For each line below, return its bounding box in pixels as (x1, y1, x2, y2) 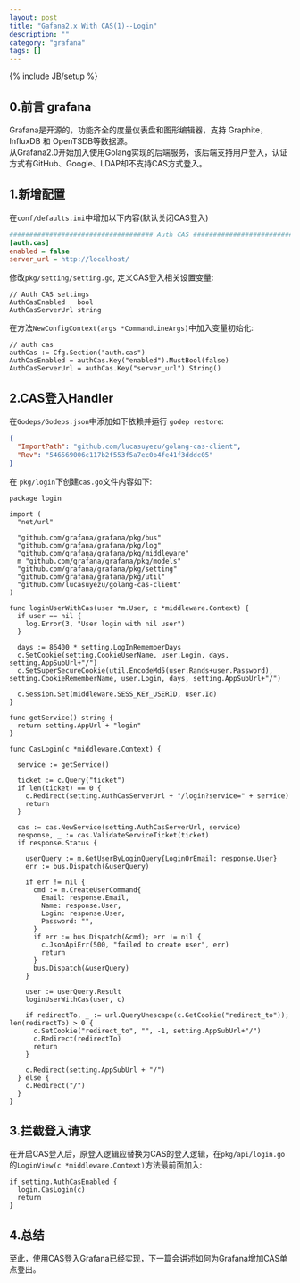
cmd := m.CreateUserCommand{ (32, 885, 142, 895)
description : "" (9, 30, 70, 38)
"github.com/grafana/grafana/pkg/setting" (17, 565, 178, 574)
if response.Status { (17, 838, 98, 847)
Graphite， (228, 124, 268, 135)
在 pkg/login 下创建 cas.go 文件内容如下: (9, 476, 153, 487)
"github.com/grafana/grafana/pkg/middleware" (17, 548, 190, 557)
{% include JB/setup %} (9, 71, 98, 81)
